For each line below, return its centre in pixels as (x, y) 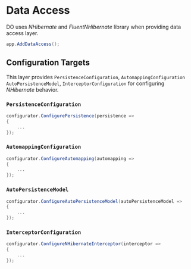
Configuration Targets (48, 63)
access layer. (22, 33)
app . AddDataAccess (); (33, 44)
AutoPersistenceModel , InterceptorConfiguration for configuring (85, 83)
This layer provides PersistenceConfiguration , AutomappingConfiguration (96, 77)
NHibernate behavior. (32, 89)
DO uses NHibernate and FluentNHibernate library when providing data (94, 27)
